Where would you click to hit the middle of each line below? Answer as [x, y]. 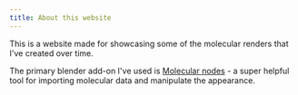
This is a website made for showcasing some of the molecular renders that [149, 43]
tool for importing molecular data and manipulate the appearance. [133, 80]
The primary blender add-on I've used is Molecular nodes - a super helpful [149, 71]
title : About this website [60, 18]
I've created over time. [51, 53]
